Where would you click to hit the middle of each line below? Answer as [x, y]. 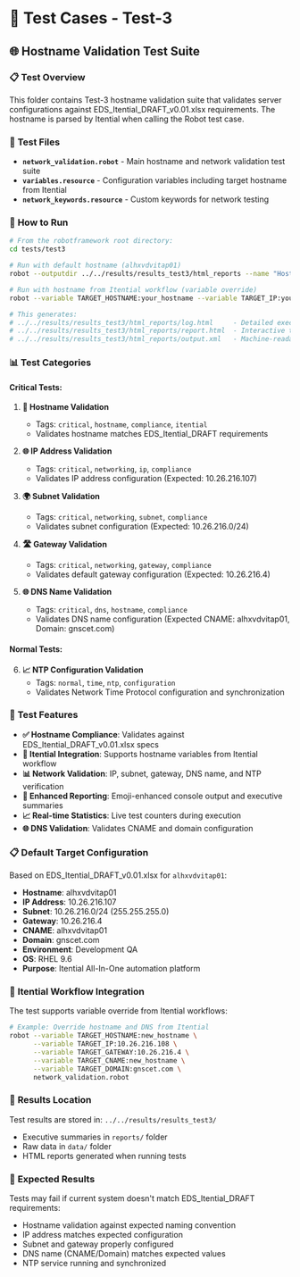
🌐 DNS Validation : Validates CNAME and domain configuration [137, 828]
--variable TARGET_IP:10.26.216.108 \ [105, 1044]
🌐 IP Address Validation [67, 451]
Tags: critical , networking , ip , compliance [113, 469]
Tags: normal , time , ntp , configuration [105, 682]
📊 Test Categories [50, 363]
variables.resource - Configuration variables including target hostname [154, 180]
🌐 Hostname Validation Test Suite [105, 51]
